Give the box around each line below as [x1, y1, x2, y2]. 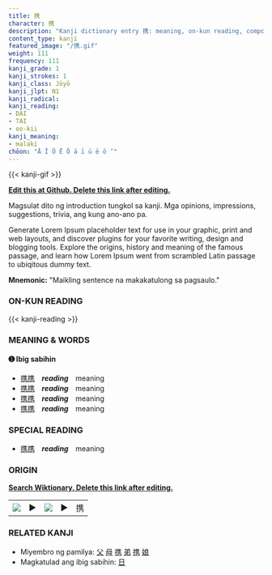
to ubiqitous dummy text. [8, 260, 91, 270]
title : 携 [8, 11, 40, 20]
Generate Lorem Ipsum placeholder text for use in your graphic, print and [8, 225, 253, 235]
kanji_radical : [8, 95, 60, 103]
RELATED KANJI [8, 527, 74, 539]
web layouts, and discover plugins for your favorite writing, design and [8, 234, 244, 244]
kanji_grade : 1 [8, 65, 60, 73]
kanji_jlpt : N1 [8, 87, 60, 96]
